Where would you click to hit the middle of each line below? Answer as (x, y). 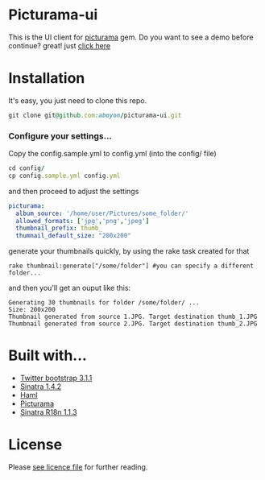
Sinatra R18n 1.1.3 (49, 412)
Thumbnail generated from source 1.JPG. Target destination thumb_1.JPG (133, 317)
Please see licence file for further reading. (78, 467)
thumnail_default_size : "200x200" (73, 236)
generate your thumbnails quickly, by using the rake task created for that (129, 251)
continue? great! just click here (60, 45)
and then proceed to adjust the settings (74, 191)
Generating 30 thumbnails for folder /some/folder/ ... (104, 303)
